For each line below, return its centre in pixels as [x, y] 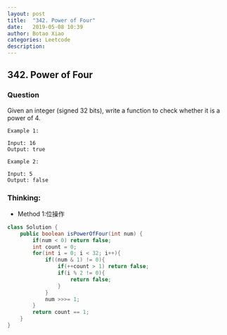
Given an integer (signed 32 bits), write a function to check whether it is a [113, 110]
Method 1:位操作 [41, 214]
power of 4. [24, 118]
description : [26, 46]
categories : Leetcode [39, 40]
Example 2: [23, 162]
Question [24, 95]
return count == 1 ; [61, 312]
